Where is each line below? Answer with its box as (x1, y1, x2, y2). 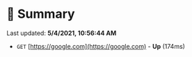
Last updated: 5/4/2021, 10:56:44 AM (6, 29, 117, 37)
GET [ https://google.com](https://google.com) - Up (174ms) (16, 42, 186, 50)
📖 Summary (6, 6, 75, 22)
